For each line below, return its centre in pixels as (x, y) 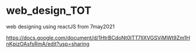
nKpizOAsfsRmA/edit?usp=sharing (48, 44)
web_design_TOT (49, 11)
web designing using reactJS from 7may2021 (61, 26)
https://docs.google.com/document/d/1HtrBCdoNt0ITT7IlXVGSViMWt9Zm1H (98, 37)
